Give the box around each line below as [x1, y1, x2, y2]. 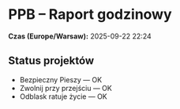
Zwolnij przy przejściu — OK [19, 83, 112, 93]
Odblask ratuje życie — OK [19, 92, 108, 101]
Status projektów [8, 54, 95, 67]
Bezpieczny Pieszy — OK [19, 74, 103, 84]
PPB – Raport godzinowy [8, 5, 172, 24]
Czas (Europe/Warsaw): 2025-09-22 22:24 [8, 31, 152, 41]
